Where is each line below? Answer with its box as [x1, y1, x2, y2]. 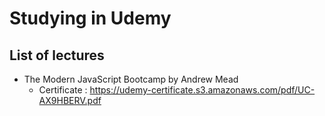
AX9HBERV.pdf [38, 95, 102, 106]
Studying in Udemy [9, 7, 172, 30]
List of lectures [9, 47, 105, 64]
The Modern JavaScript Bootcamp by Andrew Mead [23, 73, 239, 85]
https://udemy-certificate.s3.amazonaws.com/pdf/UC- [89, 84, 316, 96]
